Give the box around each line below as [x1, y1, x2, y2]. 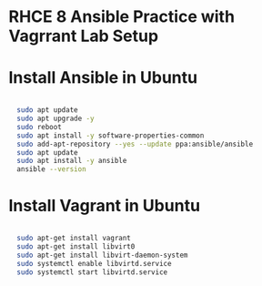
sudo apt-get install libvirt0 [16, 241, 136, 251]
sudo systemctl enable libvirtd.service [16, 259, 172, 268]
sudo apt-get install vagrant [16, 234, 131, 243]
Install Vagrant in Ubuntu [8, 196, 201, 216]
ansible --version [16, 165, 87, 174]
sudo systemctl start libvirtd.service [16, 267, 168, 277]
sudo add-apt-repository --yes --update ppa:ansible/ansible [16, 139, 254, 148]
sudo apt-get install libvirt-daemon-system [16, 250, 188, 260]
